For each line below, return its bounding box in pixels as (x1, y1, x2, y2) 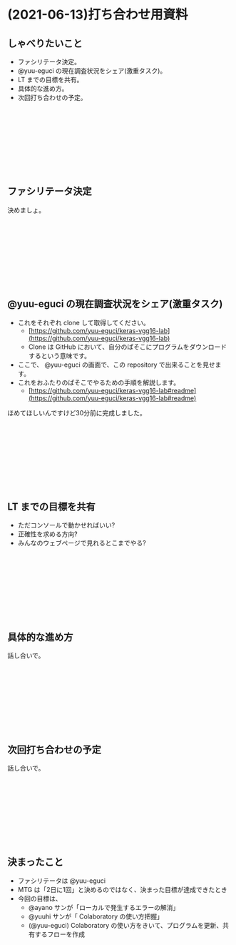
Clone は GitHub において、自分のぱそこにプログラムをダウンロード (28, 342, 227, 351)
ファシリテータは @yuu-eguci (17, 876, 106, 885)
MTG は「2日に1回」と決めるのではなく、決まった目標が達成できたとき (17, 885, 228, 894)
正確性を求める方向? (17, 530, 78, 538)
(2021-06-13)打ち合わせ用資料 (7, 6, 188, 23)
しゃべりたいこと (7, 37, 83, 49)
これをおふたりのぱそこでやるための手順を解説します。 (17, 378, 180, 387)
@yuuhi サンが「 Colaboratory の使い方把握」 (28, 912, 164, 921)
